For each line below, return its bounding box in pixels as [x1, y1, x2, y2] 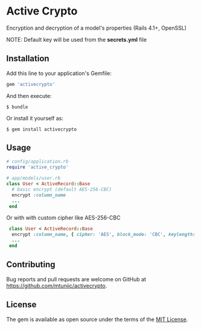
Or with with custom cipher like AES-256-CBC [6, 214, 121, 221]
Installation [6, 53, 49, 64]
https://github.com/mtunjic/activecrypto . [6, 282, 107, 289]
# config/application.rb [6, 158, 69, 164]
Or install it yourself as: [6, 114, 63, 122]
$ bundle [6, 104, 28, 110]
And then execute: [6, 92, 52, 99]
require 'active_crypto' [6, 164, 69, 171]
